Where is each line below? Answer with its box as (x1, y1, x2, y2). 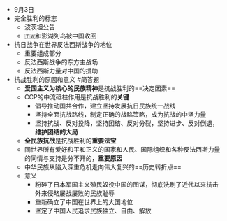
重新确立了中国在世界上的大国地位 (34, 198, 133, 206)
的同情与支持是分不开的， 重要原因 (24, 154, 123, 162)
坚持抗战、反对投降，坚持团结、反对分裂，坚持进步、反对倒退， (34, 119, 219, 127)
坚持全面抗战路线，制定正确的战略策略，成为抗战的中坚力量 (34, 110, 207, 118)
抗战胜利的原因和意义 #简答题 (13, 76, 100, 83)
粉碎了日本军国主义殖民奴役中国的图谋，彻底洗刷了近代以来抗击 (34, 180, 219, 188)
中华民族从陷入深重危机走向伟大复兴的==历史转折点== (24, 163, 182, 171)
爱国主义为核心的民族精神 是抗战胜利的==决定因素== (24, 84, 176, 92)
